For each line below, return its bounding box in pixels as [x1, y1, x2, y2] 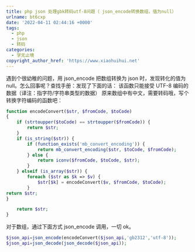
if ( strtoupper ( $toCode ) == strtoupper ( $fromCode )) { [16, 119, 150, 125]
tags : [6, 25, 19, 31]
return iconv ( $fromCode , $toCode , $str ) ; [37, 157, 141, 163]
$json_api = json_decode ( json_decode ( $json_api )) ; [6, 240, 127, 246]
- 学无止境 [11, 52, 35, 58]
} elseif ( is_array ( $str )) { [16, 169, 88, 174]
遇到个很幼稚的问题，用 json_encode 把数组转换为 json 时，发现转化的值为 [6, 75, 186, 82]
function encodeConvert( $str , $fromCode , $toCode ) [6, 108, 132, 115]
